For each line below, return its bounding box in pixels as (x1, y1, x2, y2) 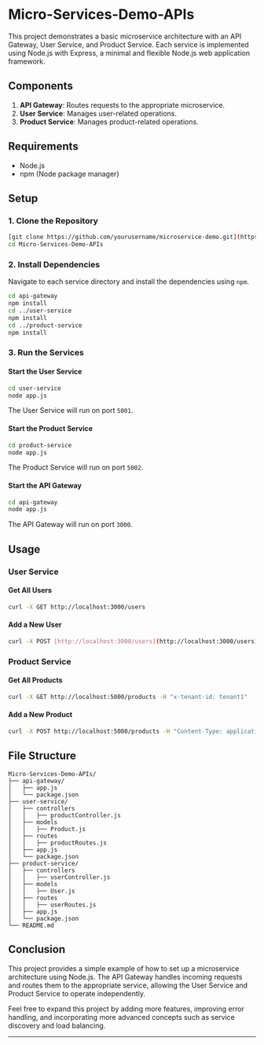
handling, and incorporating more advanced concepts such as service (8, 1012, 236, 1021)
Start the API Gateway (8, 480, 82, 490)
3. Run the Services (8, 348, 85, 359)
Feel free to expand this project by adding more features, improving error (8, 1004, 245, 1014)
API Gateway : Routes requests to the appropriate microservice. (19, 100, 225, 109)
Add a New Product (8, 710, 73, 719)
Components (8, 79, 73, 93)
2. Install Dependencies (8, 259, 101, 270)
